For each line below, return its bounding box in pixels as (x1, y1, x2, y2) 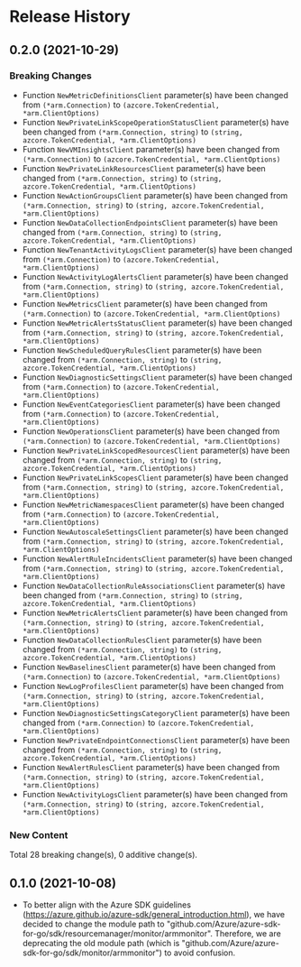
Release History (9, 6, 131, 27)
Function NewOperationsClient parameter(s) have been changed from (22, 426, 280, 437)
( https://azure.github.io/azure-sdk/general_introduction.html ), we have (22, 908, 286, 919)
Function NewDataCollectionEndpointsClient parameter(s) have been (22, 216, 278, 227)
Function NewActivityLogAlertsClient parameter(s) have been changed (22, 271, 288, 281)
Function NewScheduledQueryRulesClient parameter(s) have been (22, 345, 262, 355)
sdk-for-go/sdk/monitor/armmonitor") (22, 947, 162, 958)
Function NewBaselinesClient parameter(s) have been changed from (22, 661, 277, 672)
